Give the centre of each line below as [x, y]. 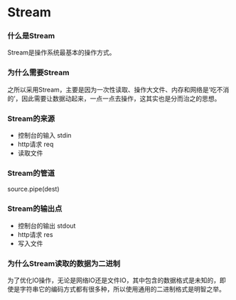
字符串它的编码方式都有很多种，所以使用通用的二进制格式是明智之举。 [122, 289]
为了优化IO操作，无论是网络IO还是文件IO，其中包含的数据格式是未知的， [114, 280]
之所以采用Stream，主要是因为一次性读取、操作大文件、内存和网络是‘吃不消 [118, 89]
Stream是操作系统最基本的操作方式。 [61, 52]
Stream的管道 [31, 173]
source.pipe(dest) [33, 189]
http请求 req [36, 144]
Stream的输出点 [35, 209]
